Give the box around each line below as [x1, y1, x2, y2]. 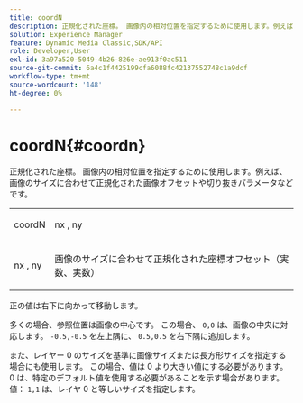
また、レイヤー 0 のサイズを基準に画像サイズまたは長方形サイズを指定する [9, 350, 287, 361]
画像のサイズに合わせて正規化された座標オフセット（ [53, 253, 280, 266]
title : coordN [9, 13, 63, 23]
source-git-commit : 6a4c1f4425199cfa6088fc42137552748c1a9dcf [9, 64, 248, 73]
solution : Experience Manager [9, 30, 124, 39]
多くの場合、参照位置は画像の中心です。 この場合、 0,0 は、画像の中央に [9, 319, 280, 330]
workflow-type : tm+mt [9, 72, 91, 81]
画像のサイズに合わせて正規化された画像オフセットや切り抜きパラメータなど [9, 178, 294, 188]
